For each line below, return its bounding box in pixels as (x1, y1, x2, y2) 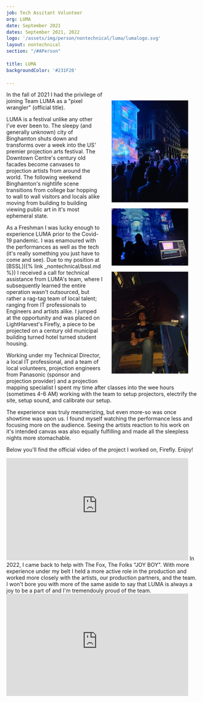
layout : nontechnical (6, 42, 61, 48)
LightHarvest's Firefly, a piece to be (6, 321, 96, 328)
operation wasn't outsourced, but (6, 289, 90, 296)
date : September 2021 (6, 22, 61, 28)
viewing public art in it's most (6, 206, 80, 213)
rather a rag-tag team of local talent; (6, 295, 97, 303)
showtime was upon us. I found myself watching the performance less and (6, 415, 193, 423)
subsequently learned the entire (6, 282, 86, 289)
